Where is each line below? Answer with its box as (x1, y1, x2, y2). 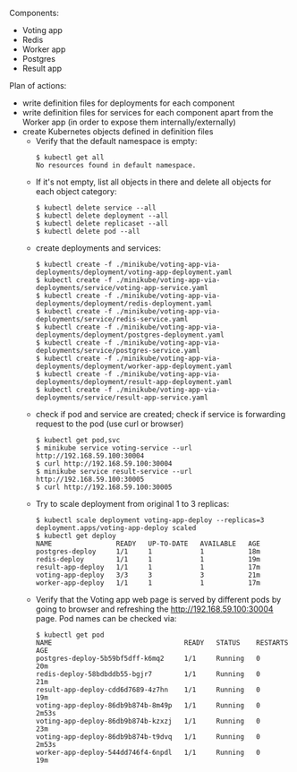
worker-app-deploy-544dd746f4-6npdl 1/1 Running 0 (35, 748, 261, 757)
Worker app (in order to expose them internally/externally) (21, 116, 237, 127)
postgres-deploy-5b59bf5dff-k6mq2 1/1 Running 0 (35, 654, 261, 663)
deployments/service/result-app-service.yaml (35, 393, 208, 402)
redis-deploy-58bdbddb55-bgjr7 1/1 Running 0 (35, 670, 261, 679)
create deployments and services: (35, 243, 162, 253)
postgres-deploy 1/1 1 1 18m (35, 547, 261, 556)
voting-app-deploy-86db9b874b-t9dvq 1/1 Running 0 (35, 733, 261, 742)
